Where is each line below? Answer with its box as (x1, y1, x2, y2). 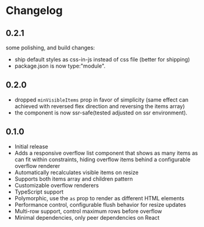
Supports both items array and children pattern (14, 175, 133, 183)
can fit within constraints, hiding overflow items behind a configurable (14, 156, 191, 163)
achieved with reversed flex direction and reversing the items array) (14, 102, 185, 110)
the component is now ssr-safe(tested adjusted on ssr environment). (14, 109, 188, 116)
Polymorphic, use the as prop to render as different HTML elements (14, 194, 184, 201)
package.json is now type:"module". (14, 62, 106, 69)
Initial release (14, 142, 48, 150)
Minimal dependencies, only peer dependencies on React (14, 214, 160, 221)
